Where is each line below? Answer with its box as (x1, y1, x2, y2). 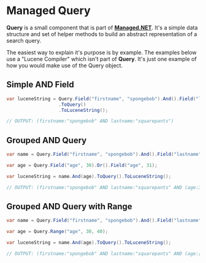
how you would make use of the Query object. (6, 62, 123, 69)
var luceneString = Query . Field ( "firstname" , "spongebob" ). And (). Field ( (6, 95, 196, 102)
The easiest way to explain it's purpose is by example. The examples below (6, 48, 197, 56)
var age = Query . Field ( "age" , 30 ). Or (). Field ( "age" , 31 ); (6, 162, 158, 168)
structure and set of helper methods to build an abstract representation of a (6, 30, 197, 37)
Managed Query (6, 4, 91, 18)
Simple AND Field (6, 80, 75, 90)
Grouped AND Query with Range (6, 201, 132, 212)
